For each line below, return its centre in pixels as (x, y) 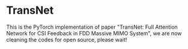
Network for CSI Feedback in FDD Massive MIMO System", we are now (94, 33)
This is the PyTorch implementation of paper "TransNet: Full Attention (92, 27)
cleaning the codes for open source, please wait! (67, 39)
